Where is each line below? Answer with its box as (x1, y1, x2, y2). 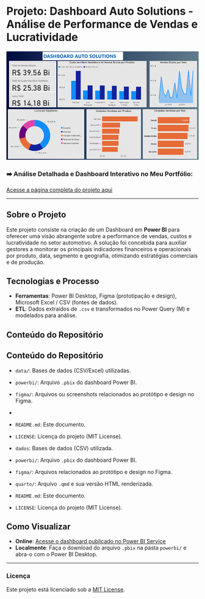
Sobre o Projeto (6, 209, 67, 220)
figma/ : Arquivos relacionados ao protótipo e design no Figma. (15, 468, 173, 475)
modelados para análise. (15, 312, 77, 319)
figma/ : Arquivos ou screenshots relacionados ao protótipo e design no (15, 390, 195, 397)
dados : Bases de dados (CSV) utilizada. (15, 444, 113, 451)
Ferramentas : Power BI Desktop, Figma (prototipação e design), (15, 292, 177, 299)
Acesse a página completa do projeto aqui (6, 186, 113, 194)
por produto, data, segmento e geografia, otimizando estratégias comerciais (6, 252, 198, 259)
